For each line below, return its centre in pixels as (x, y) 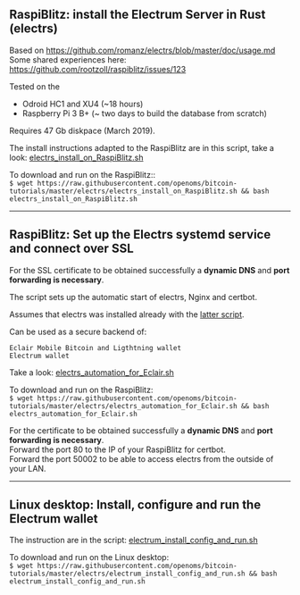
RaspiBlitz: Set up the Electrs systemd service (140, 235)
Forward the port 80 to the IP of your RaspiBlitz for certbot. (117, 449)
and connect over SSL (71, 249)
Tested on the (35, 86)
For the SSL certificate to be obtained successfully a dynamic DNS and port (150, 270)
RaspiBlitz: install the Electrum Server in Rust (137, 15)
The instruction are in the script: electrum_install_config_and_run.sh (134, 541)
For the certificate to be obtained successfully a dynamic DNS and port (142, 430)
